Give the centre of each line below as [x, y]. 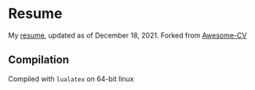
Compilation [38, 60]
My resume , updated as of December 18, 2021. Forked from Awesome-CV [127, 35]
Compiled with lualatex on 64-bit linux [71, 78]
